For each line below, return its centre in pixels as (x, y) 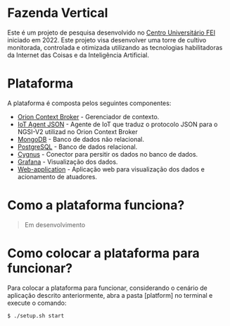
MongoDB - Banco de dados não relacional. (81, 139)
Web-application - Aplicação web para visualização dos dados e (111, 169)
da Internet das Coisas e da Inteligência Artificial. (78, 55)
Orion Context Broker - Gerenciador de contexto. (88, 116)
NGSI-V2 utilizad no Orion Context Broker (78, 131)
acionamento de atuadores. (57, 176)
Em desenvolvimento (55, 224)
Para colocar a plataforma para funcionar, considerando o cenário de (107, 288)
